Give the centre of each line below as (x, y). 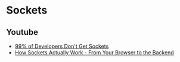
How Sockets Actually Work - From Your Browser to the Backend (94, 53)
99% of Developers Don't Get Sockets (62, 46)
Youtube (22, 32)
